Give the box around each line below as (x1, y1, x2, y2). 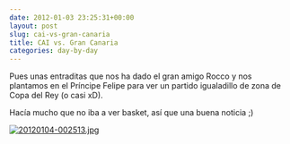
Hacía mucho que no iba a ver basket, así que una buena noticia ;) (9, 107, 254, 118)
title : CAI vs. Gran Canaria (9, 38, 119, 47)
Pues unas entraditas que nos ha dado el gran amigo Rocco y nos (9, 71, 252, 81)
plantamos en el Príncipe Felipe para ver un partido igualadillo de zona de (9, 80, 281, 91)
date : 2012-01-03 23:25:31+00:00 (9, 13, 135, 22)
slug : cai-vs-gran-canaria (9, 30, 110, 38)
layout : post (9, 21, 58, 30)
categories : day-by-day (9, 47, 99, 55)
